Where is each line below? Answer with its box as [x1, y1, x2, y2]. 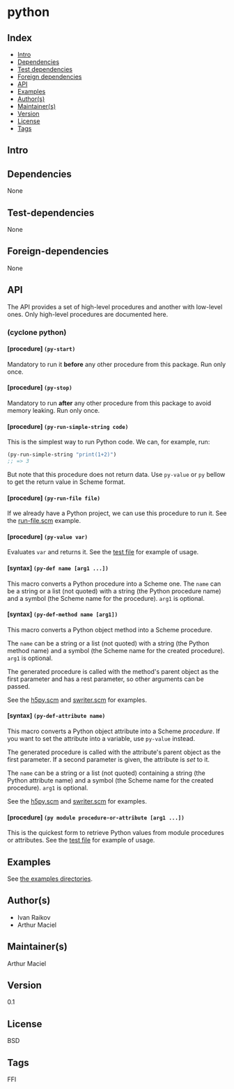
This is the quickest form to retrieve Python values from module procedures [7, 829, 224, 837]
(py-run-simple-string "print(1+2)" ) [7, 451, 117, 458]
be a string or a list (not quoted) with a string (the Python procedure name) [7, 586, 221, 595]
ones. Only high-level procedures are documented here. [7, 310, 169, 318]
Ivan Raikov [17, 913, 51, 921]
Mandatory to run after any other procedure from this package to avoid [7, 398, 212, 407]
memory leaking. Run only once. [7, 406, 100, 414]
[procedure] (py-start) [7, 345, 76, 353]
